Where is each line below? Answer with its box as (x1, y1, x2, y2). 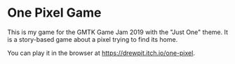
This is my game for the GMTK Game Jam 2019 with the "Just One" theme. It (7, 28, 228, 36)
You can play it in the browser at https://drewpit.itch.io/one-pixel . (7, 49, 195, 57)
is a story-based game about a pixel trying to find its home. (7, 35, 178, 43)
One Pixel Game (7, 5, 102, 21)
